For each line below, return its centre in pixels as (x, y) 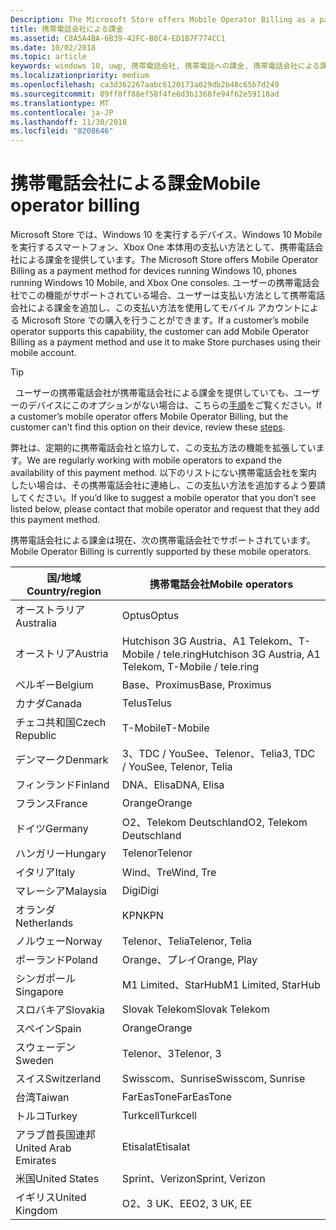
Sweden (34, 1061)
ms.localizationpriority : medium (80, 76)
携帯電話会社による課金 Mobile (135, 183)
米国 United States (57, 1179)
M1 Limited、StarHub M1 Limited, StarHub (221, 985)
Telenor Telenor (157, 853)
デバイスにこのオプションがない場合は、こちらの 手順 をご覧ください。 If (175, 405)
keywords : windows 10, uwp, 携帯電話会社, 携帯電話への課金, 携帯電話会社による (165, 66)
